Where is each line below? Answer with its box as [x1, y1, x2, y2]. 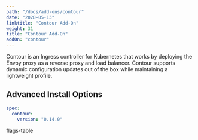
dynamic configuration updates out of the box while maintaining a [6, 66, 168, 72]
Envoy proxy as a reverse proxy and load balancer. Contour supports [6, 59, 176, 66]
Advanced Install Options [6, 89, 103, 99]
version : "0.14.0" [17, 116, 63, 123]
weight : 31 [6, 25, 33, 32]
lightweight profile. [6, 72, 53, 79]
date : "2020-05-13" [6, 14, 55, 20]
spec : [6, 105, 20, 111]
